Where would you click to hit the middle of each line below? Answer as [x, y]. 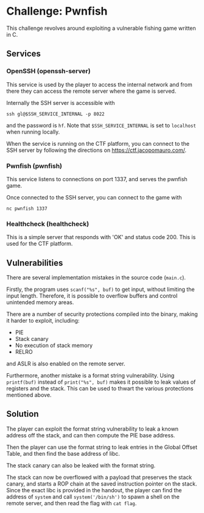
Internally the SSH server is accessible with [61, 102]
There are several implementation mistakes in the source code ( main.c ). [96, 278]
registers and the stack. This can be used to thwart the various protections [100, 389]
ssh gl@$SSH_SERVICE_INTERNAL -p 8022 [55, 114]
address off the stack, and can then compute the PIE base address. [91, 435]
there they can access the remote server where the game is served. [91, 91]
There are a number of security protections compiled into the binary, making [102, 314]
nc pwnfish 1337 [27, 209]
